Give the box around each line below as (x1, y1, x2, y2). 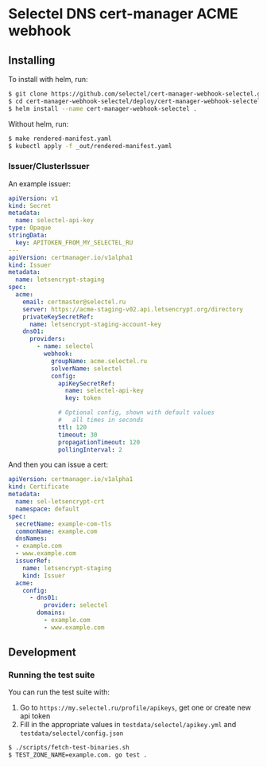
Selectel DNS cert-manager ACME (8, 5, 238, 23)
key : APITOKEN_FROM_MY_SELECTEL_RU (15, 238, 133, 247)
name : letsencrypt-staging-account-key (29, 320, 161, 328)
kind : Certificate (8, 483, 69, 491)
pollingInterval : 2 (58, 445, 123, 454)
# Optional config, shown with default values (58, 409, 215, 417)
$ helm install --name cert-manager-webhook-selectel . (8, 104, 197, 112)
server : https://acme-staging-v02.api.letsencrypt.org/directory (22, 305, 244, 313)
